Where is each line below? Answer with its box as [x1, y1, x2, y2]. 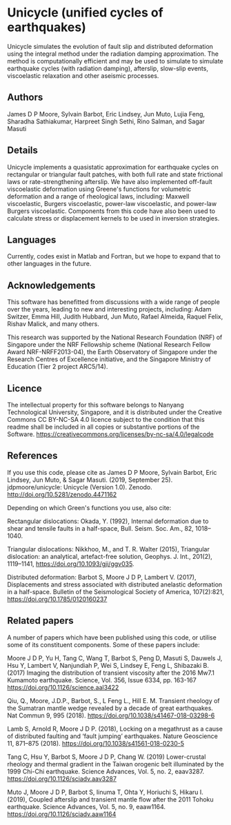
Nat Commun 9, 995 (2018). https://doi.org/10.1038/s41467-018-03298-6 [7, 711, 215, 720]
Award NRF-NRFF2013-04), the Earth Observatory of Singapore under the [7, 348, 217, 356]
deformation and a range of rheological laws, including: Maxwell [7, 192, 190, 201]
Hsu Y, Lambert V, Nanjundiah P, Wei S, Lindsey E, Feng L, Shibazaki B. [7, 661, 209, 669]
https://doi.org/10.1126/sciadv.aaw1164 [7, 810, 117, 818]
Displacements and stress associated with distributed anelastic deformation [7, 580, 223, 589]
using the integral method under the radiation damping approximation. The [7, 50, 219, 58]
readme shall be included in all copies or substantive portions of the [7, 422, 200, 431]
